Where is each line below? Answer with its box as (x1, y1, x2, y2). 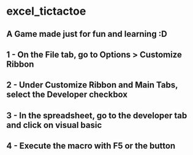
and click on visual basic (6, 119, 102, 130)
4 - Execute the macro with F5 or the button (6, 141, 176, 151)
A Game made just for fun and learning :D (6, 29, 167, 39)
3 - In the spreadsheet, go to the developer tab (6, 110, 187, 121)
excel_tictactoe (6, 4, 86, 18)
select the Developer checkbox (6, 89, 128, 100)
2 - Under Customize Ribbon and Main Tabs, (6, 80, 178, 90)
